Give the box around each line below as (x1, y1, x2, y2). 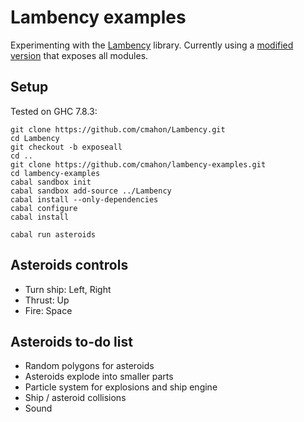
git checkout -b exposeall (10, 142, 123, 152)
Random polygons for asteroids (24, 360, 155, 372)
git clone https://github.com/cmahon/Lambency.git (10, 124, 226, 135)
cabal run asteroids (10, 229, 97, 240)
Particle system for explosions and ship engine (24, 381, 218, 393)
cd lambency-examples (10, 168, 101, 178)
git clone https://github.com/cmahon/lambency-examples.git (10, 159, 267, 170)
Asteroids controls (10, 257, 129, 274)
